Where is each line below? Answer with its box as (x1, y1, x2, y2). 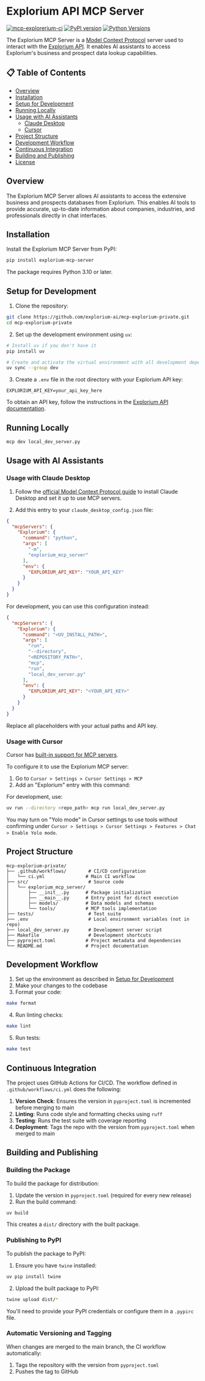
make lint (6, 1023, 32, 1029)
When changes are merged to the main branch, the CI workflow (6, 1343, 167, 1350)
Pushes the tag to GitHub (15, 1368, 79, 1375)
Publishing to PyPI (6, 1236, 62, 1244)
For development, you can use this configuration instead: (6, 602, 149, 610)
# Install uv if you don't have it (6, 342, 97, 348)
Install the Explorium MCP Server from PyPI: (6, 245, 117, 253)
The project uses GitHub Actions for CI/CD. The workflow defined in (6, 1079, 178, 1086)
